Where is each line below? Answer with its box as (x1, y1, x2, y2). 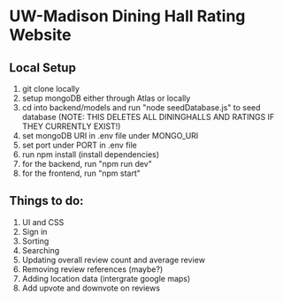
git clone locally (21, 84, 80, 94)
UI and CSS (21, 216, 65, 227)
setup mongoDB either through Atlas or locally (21, 93, 191, 103)
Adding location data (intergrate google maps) (21, 273, 191, 283)
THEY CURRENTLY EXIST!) (21, 121, 121, 132)
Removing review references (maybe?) (21, 263, 164, 275)
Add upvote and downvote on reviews (21, 283, 161, 293)
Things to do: (9, 193, 84, 208)
